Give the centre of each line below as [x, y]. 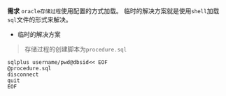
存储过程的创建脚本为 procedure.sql [76, 49]
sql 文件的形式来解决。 [40, 19]
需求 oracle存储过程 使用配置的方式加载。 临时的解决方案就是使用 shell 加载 [113, 11]
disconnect [23, 74]
